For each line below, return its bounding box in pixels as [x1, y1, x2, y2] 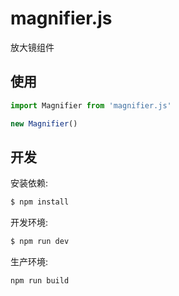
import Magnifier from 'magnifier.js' [10, 100, 172, 111]
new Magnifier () [10, 118, 78, 129]
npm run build [10, 276, 70, 286]
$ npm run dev [10, 237, 70, 247]
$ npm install [10, 197, 70, 207]
